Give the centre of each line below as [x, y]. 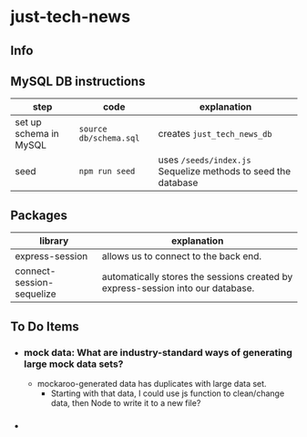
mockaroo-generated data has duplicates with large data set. [152, 383]
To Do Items [45, 326]
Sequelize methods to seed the [225, 172]
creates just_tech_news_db [215, 134]
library [54, 241]
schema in [37, 134]
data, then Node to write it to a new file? [126, 402]
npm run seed [107, 172]
